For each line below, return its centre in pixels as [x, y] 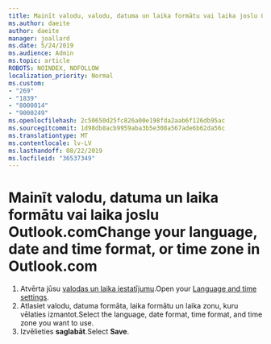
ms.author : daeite [39, 23]
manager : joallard [39, 38]
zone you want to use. [57, 323]
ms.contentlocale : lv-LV [50, 143]
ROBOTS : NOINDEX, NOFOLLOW [54, 68]
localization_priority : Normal [61, 76]
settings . [35, 297]
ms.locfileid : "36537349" [52, 158]
